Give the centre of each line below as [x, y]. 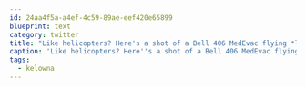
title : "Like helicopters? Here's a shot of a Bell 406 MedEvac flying [148, 43]
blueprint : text [40, 26]
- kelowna [36, 69]
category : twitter [44, 34]
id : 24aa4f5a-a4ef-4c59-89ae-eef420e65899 [91, 18]
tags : [20, 60]
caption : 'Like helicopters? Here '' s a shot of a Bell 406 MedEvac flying [154, 52]
